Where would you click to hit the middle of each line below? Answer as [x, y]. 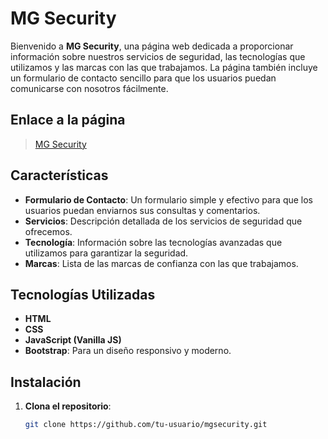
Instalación [46, 382]
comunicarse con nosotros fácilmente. [89, 88]
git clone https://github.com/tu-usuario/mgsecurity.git [146, 425]
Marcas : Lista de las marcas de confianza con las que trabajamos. [161, 263]
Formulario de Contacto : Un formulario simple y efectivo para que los [169, 199]
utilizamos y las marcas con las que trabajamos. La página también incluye [164, 67]
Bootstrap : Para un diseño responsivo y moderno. [128, 351]
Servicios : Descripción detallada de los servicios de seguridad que [163, 221]
